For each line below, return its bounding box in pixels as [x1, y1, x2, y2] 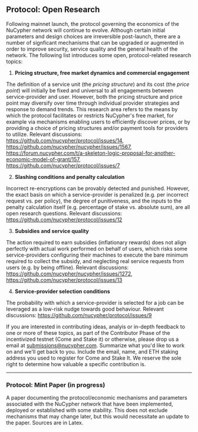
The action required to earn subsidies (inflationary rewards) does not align [6, 238, 187, 246]
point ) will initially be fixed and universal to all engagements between [6, 87, 174, 94]
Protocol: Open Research [6, 5, 100, 15]
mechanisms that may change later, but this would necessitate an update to [6, 413, 190, 420]
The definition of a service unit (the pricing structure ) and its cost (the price [6, 81, 190, 88]
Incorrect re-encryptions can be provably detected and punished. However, [6, 185, 190, 192]
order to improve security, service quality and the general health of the [6, 45, 178, 52]
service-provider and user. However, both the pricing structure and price [6, 93, 183, 100]
